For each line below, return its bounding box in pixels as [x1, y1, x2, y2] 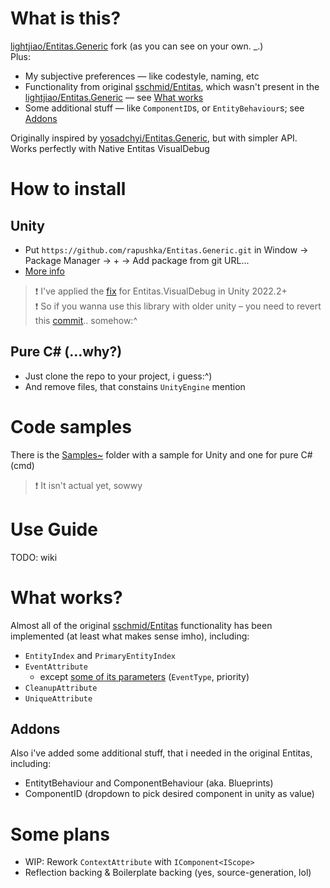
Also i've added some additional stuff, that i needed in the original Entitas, [10, 747, 313, 759]
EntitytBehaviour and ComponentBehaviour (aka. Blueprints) [24, 777, 274, 789]
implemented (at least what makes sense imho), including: [10, 630, 250, 642]
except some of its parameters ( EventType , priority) [39, 670, 250, 682]
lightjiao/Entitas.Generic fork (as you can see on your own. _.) [10, 40, 264, 52]
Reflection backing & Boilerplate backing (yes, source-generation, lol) [24, 867, 312, 879]
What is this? [10, 7, 122, 30]
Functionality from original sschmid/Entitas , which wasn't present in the [24, 80, 320, 92]
